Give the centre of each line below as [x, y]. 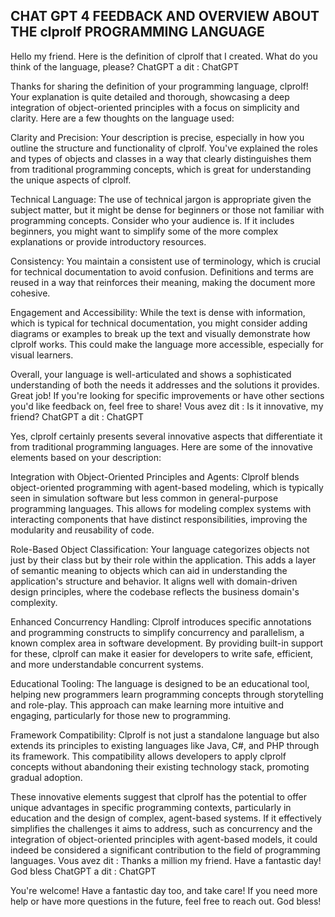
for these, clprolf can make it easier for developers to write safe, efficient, [162, 653]
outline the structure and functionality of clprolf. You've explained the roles [164, 148]
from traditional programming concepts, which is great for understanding [161, 169]
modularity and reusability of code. [82, 530]
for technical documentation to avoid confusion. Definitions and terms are [162, 271]
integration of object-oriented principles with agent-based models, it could [164, 839]
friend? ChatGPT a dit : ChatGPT [77, 416]
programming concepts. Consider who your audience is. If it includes [152, 220]
